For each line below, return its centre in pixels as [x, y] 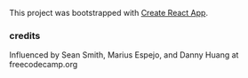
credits [25, 35]
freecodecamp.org [44, 65]
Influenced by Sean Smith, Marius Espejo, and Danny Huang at [124, 55]
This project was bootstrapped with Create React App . [109, 13]
